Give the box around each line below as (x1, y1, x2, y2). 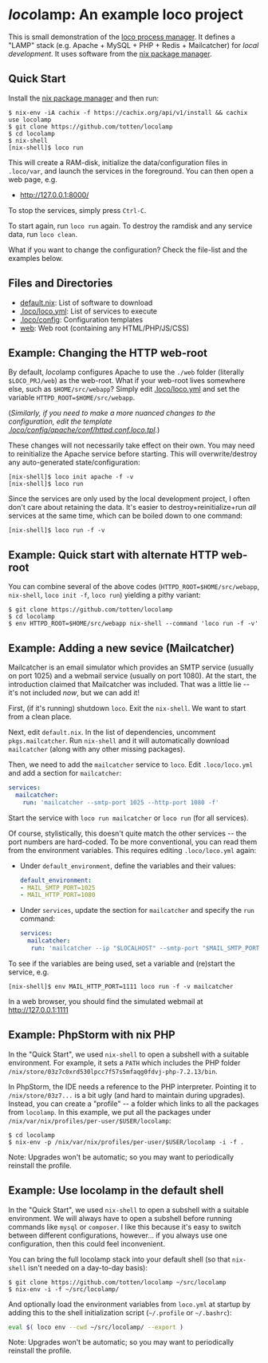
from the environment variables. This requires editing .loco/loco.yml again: (8, 845, 257, 855)
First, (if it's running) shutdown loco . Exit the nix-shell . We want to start (8, 704, 246, 713)
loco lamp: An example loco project (8, 6, 243, 24)
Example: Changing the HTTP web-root (8, 346, 208, 360)
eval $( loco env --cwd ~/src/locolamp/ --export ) (8, 1323, 183, 1331)
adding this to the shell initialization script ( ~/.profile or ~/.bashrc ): (8, 1307, 232, 1318)
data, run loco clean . (8, 229, 78, 239)
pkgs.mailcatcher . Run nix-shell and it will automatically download (8, 736, 230, 745)
